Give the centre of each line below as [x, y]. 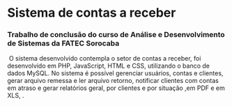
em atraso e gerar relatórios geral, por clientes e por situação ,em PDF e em [116, 88]
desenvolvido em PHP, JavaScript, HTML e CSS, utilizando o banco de [109, 66]
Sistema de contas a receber [92, 13]
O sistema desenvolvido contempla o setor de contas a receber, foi [105, 59]
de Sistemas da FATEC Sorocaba [63, 43]
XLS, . [16, 96]
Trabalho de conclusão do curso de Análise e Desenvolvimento [116, 35]
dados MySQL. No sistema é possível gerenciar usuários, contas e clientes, [115, 73]
